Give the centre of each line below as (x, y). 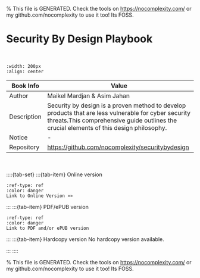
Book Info (26, 86)
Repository (24, 147)
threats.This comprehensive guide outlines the (112, 120)
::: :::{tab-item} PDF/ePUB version (48, 207)
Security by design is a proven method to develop (117, 105)
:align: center (25, 71)
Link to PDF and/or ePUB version (48, 228)
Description (25, 117)
